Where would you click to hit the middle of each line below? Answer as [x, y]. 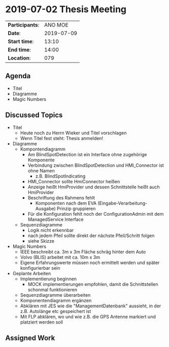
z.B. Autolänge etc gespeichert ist [56, 311]
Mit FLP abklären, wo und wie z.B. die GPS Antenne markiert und [88, 316]
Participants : [24, 25]
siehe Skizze [41, 241]
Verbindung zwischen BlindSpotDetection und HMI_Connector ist [96, 165]
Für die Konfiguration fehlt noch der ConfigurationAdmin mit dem [96, 214]
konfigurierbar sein [40, 268]
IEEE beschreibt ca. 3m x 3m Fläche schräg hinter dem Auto [83, 252]
